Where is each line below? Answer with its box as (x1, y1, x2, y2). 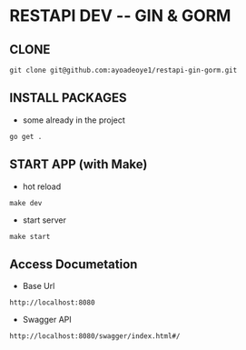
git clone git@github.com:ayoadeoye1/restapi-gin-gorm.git (9, 65, 238, 75)
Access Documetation (9, 256, 138, 273)
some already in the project (22, 115, 125, 125)
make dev (9, 198, 43, 207)
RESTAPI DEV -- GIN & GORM (9, 5, 231, 26)
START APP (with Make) (9, 156, 148, 173)
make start (9, 232, 51, 241)
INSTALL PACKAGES (9, 90, 127, 105)
